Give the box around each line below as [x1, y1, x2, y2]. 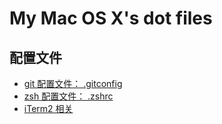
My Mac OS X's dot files [9, 7, 213, 30]
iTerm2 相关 [23, 103, 74, 114]
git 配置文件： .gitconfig [23, 78, 123, 89]
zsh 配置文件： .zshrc [23, 90, 114, 102]
